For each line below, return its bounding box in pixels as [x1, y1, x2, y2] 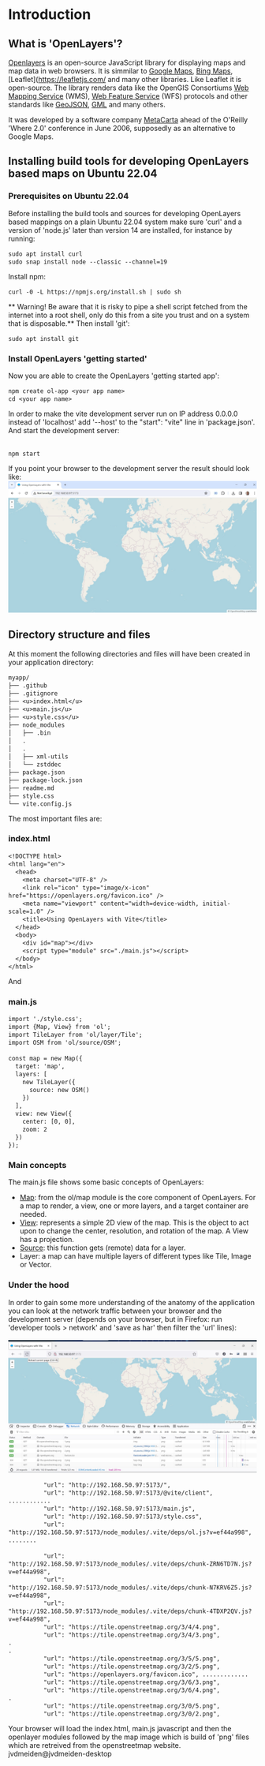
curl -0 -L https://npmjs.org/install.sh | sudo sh [8, 288, 181, 296]
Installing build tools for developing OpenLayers [8, 155, 249, 168]
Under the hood [8, 1280, 69, 1291]
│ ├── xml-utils [8, 752, 69, 761]
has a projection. [19, 1235, 75, 1244]
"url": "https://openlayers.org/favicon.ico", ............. [43, 1671, 248, 1678]
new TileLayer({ [22, 1079, 77, 1087]
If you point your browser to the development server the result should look [8, 463, 250, 473]
